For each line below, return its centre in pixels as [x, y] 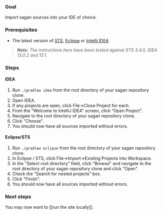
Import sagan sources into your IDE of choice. [51, 17]
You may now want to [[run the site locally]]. [49, 207]
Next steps [18, 197]
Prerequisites [21, 30]
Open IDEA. [24, 100]
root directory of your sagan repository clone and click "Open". [75, 168]
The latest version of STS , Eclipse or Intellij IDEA [60, 40]
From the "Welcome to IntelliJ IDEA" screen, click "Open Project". [77, 111]
